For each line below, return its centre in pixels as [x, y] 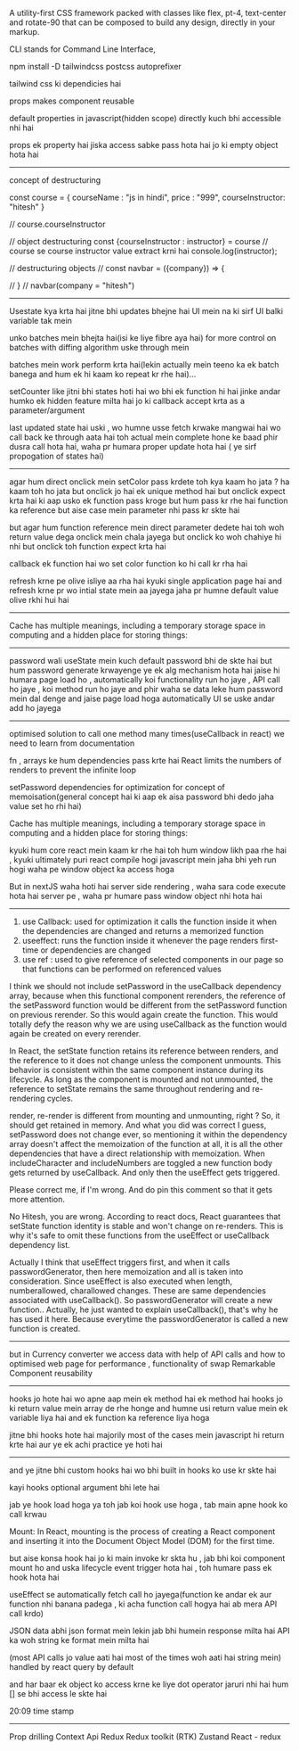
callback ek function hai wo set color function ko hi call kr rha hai [128, 564]
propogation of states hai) [57, 456]
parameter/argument [47, 410]
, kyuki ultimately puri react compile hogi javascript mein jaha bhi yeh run [143, 859]
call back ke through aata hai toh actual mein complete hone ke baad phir [144, 437]
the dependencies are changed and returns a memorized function [143, 931]
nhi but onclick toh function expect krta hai [88, 546]
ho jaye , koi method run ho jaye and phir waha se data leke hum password [146, 689]
